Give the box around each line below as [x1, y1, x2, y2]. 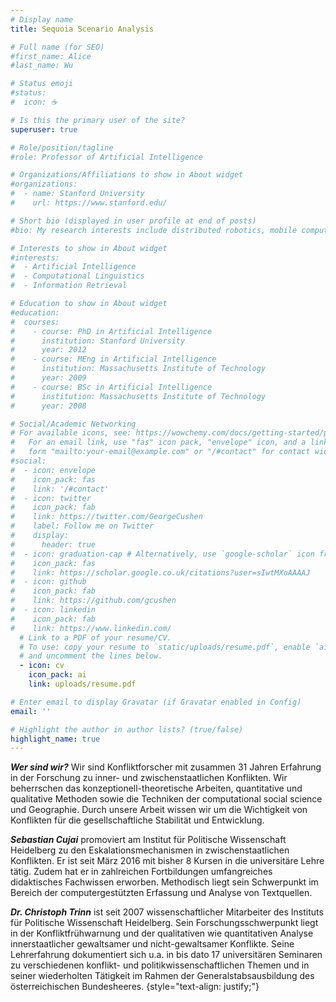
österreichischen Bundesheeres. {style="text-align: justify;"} [10, 981, 260, 993]
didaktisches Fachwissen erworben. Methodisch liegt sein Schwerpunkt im [10, 876, 319, 888]
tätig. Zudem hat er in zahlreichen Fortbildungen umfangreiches [10, 866, 273, 878]
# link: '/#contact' [10, 484, 110, 494]
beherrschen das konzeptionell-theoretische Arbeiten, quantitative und [10, 782, 303, 795]
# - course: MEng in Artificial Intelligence [10, 354, 217, 365]
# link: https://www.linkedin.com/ [10, 623, 172, 633]
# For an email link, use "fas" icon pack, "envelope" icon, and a [10, 437, 307, 448]
